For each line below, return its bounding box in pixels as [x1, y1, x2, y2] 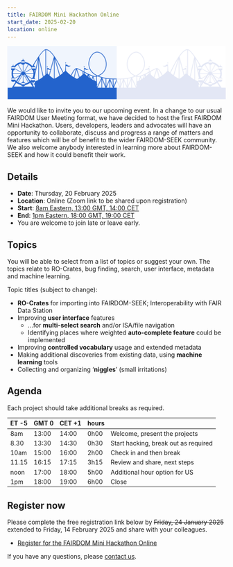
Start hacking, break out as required [110, 439, 213, 447]
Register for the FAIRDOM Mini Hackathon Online [17, 539, 157, 548]
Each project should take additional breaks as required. [7, 403, 165, 412]
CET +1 [59, 419, 82, 428]
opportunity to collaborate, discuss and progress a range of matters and [7, 128, 214, 137]
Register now [7, 500, 66, 511]
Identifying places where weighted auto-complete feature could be [27, 328, 222, 337]
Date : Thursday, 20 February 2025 [17, 189, 116, 198]
